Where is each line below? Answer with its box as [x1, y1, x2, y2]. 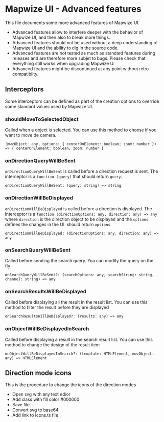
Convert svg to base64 [12, 407, 59, 413]
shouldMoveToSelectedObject [5, 115, 79, 122]
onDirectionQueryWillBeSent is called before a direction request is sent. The [5, 169, 158, 174]
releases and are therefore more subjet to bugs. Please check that [12, 55, 146, 61]
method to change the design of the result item [5, 341, 100, 347]
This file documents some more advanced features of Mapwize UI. [5, 20, 140, 26]
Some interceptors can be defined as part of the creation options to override [5, 98, 159, 104]
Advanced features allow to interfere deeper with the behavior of [12, 29, 143, 35]
